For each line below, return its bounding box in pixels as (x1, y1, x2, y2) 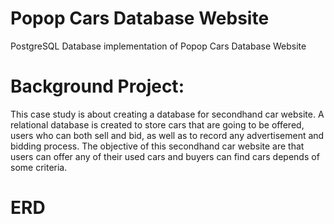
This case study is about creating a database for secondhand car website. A (10, 108, 325, 120)
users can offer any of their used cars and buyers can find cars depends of (10, 150, 320, 162)
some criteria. (10, 161, 68, 173)
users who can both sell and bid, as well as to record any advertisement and (10, 129, 325, 141)
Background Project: (10, 75, 185, 98)
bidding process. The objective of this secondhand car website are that (10, 140, 305, 152)
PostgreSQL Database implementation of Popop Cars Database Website (10, 40, 307, 52)
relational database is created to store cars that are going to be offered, (10, 118, 305, 131)
